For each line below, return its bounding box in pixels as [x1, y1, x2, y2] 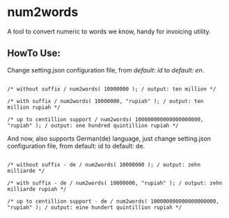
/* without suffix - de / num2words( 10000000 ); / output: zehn [7, 161, 200, 168]
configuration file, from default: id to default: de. [7, 141, 145, 150]
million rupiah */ [7, 104, 61, 111]
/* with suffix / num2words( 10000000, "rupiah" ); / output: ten [7, 98, 204, 104]
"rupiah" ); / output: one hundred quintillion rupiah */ [7, 122, 179, 129]
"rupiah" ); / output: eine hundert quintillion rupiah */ [7, 203, 182, 211]
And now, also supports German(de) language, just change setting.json [7, 134, 211, 143]
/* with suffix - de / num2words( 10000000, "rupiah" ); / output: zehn [7, 179, 223, 187]
